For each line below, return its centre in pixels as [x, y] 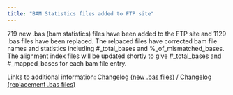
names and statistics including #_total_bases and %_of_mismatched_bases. [116, 48]
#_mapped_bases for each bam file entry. [67, 63]
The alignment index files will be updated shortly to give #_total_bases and [114, 56]
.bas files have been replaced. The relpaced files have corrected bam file [112, 41]
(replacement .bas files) [42, 84]
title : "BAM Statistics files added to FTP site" [81, 14]
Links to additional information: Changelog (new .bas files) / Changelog [110, 77]
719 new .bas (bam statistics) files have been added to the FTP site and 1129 [117, 34]
